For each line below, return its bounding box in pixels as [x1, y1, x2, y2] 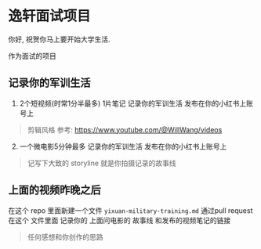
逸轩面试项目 [8, 7, 92, 25]
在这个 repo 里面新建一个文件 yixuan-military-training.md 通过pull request [8, 205, 253, 215]
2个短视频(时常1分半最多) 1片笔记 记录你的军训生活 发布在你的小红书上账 [19, 99, 253, 108]
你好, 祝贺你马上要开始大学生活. [8, 34, 111, 44]
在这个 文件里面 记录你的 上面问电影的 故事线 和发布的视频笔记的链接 [8, 215, 231, 225]
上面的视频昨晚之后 [8, 183, 101, 197]
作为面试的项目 [8, 51, 56, 60]
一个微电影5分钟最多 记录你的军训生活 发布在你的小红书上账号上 [19, 142, 227, 151]
